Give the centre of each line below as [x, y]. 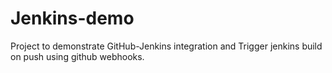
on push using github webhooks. [77, 56]
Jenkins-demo [72, 18]
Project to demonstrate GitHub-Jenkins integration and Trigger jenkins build [166, 46]
